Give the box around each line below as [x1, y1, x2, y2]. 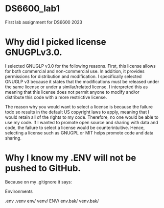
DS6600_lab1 [5, 3, 60, 14]
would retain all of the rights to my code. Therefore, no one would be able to [5, 114, 159, 120]
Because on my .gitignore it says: [5, 179, 72, 184]
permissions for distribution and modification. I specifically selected [5, 73, 142, 79]
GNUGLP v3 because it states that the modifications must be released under [5, 78, 160, 84]
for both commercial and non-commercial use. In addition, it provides [5, 68, 145, 74]
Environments [5, 188, 33, 194]
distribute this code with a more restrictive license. [5, 94, 107, 100]
